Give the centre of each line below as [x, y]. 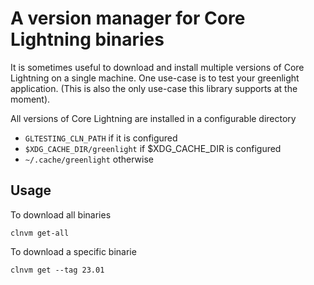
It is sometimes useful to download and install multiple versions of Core [157, 67]
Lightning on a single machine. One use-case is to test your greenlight [155, 78]
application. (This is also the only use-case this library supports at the [154, 88]
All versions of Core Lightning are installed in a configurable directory [153, 118]
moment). [30, 99]
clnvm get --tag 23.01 [57, 270]
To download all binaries [61, 214]
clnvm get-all [40, 233]
